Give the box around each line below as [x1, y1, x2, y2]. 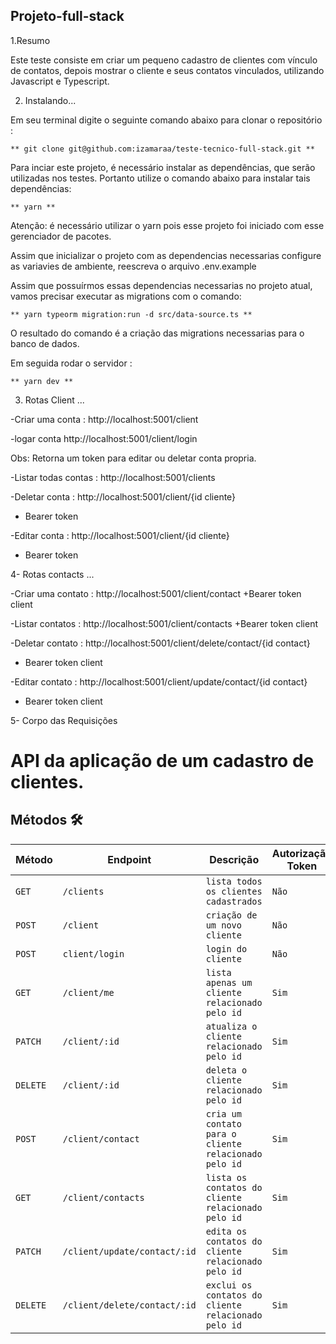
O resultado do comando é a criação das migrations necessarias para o [10, 327, 305, 339]
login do [205, 943, 248, 954]
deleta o [205, 1064, 248, 1076]
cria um [205, 1108, 242, 1119]
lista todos [205, 875, 263, 887]
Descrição [209, 852, 260, 866]
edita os [205, 1225, 248, 1237]
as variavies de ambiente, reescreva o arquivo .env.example [10, 260, 257, 272]
